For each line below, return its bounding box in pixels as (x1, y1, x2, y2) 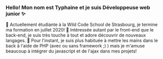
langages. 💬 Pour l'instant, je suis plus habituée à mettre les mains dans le (5, 37, 158, 43)
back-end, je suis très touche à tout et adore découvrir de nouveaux (5, 32, 146, 38)
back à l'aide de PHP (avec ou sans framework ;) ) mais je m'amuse (5, 43, 145, 49)
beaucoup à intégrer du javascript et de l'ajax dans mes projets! (5, 48, 137, 54)
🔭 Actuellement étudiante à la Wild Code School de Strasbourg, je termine (5, 21, 158, 27)
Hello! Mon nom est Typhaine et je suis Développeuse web (5, 4, 150, 11)
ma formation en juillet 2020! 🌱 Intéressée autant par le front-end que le (5, 27, 154, 33)
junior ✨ (5, 10, 26, 17)
